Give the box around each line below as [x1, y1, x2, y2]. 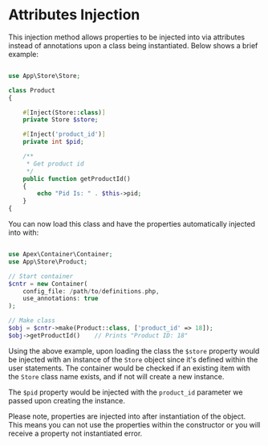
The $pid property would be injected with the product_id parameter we [8, 387, 243, 397]
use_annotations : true [22, 295, 99, 303]
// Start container [8, 272, 74, 280]
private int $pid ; [22, 138, 84, 146]
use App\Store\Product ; [8, 257, 88, 266]
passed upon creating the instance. [8, 395, 126, 405]
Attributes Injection [8, 6, 140, 24]
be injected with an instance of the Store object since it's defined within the [8, 354, 258, 364]
